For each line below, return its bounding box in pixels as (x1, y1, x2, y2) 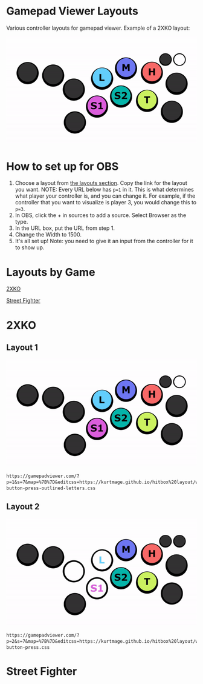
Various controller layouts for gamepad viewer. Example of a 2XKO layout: (6, 24, 190, 32)
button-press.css (6, 645, 50, 651)
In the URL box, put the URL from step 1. (14, 224, 115, 232)
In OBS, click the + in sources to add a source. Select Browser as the (14, 212, 187, 219)
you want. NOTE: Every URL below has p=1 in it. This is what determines (14, 186, 195, 193)
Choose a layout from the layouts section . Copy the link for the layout (14, 179, 187, 187)
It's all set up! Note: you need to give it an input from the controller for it (14, 238, 193, 245)
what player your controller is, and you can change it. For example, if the (14, 192, 196, 199)
